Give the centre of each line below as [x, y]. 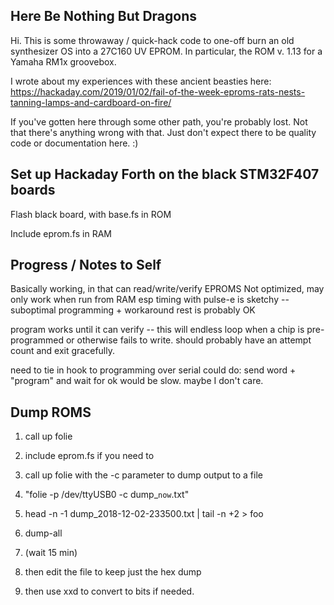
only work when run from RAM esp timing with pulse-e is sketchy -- [150, 300]
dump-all [43, 533]
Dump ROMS [51, 412]
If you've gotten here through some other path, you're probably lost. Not [159, 121]
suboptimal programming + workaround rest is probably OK [133, 310]
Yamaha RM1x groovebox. [63, 61]
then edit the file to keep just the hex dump [113, 572]
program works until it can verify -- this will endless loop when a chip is [157, 330]
